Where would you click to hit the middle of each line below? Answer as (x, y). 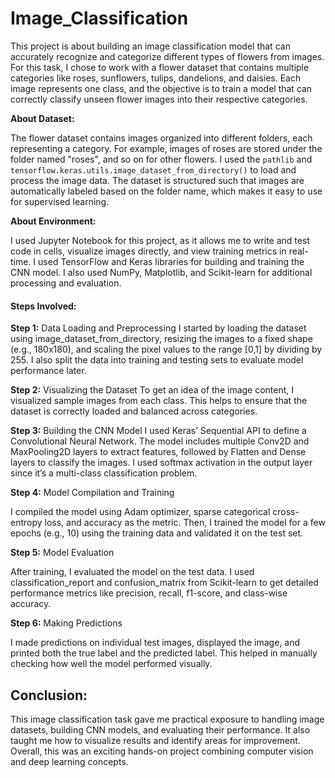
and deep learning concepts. (69, 761)
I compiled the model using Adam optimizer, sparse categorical (140, 512)
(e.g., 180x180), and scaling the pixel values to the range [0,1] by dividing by (166, 349)
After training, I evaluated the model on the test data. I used (132, 572)
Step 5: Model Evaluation (62, 553)
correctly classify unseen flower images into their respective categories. (159, 99)
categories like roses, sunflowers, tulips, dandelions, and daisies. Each (156, 78)
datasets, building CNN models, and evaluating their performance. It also (160, 729)
